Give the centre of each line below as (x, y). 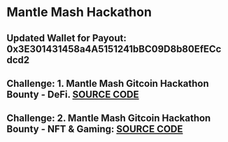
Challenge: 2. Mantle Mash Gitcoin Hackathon (109, 119)
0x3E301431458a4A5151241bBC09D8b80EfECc (114, 49)
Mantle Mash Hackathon (79, 12)
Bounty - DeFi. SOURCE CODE (73, 94)
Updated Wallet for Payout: (66, 38)
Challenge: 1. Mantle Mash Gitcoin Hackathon (108, 84)
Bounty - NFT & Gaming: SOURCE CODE (95, 129)
